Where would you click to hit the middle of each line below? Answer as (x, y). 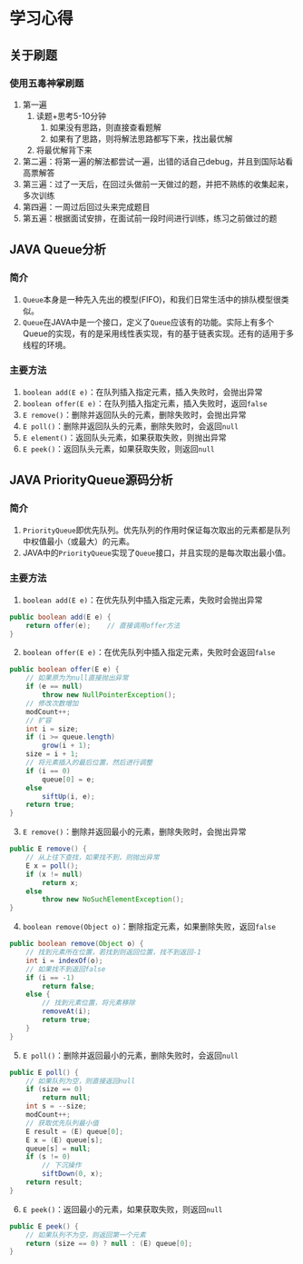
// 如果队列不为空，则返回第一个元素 (86, 1235)
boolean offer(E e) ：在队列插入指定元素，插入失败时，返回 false (145, 403)
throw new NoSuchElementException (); (113, 900)
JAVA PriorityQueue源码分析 (91, 480)
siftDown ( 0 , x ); (73, 1174)
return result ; (54, 1182)
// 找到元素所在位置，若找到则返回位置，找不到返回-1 (113, 952)
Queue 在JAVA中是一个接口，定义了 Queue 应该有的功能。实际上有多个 (148, 322)
